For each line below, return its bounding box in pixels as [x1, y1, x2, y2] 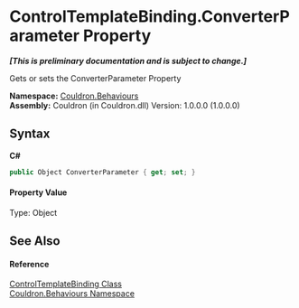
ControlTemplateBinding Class [9, 278, 122, 290]
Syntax [9, 126, 51, 142]
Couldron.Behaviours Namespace [9, 288, 135, 299]
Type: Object [9, 207, 58, 218]
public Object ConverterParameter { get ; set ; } [9, 167, 196, 177]
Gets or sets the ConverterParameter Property [9, 72, 182, 83]
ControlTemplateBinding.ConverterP [9, 6, 291, 27]
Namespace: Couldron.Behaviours [9, 90, 139, 101]
